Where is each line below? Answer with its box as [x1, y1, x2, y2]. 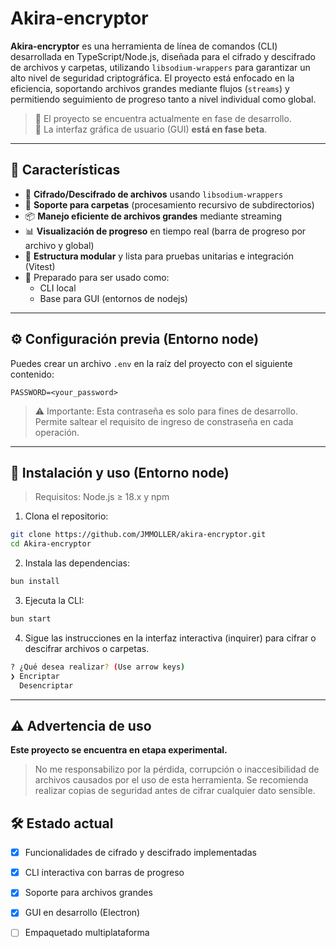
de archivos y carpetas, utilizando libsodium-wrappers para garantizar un [10, 61, 311, 73]
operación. [34, 426, 80, 438]
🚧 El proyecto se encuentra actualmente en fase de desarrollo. [34, 112, 292, 124]
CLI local [39, 282, 77, 294]
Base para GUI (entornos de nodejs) [39, 292, 188, 304]
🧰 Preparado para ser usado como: [24, 271, 170, 283]
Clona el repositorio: [24, 510, 109, 522]
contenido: [10, 368, 55, 380]
